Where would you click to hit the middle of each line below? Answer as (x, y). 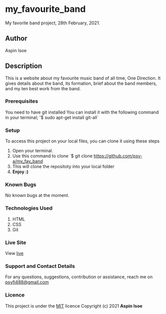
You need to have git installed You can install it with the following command (82, 112)
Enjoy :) (20, 172)
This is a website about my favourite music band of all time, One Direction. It (83, 78)
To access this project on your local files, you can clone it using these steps (83, 141)
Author (16, 38)
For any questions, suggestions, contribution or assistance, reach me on (79, 277)
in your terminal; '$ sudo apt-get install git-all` (52, 117)
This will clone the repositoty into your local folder (63, 167)
